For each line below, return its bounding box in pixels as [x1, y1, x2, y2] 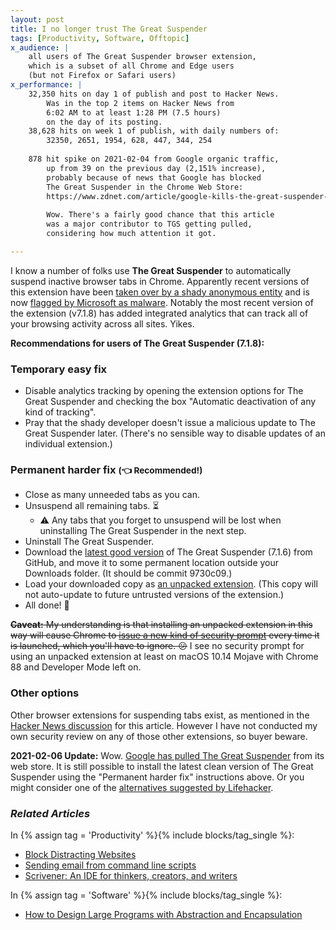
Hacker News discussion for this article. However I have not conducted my [10, 719, 318, 731]
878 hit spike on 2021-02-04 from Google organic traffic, [28, 154, 280, 164]
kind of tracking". [24, 406, 97, 418]
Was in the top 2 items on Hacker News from [46, 98, 235, 108]
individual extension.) [24, 438, 113, 450]
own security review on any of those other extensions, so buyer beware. [10, 730, 308, 742]
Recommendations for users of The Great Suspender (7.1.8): [10, 337, 265, 349]
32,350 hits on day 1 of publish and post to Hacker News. [28, 89, 280, 99]
